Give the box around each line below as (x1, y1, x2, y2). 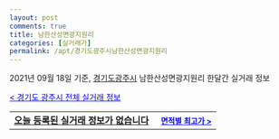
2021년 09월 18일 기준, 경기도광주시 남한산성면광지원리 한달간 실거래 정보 (9, 73, 270, 84)
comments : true (9, 22, 67, 31)
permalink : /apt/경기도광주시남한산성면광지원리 (9, 47, 168, 56)
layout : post (9, 13, 59, 23)
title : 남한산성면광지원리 (9, 30, 94, 39)
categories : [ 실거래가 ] (9, 38, 92, 48)
